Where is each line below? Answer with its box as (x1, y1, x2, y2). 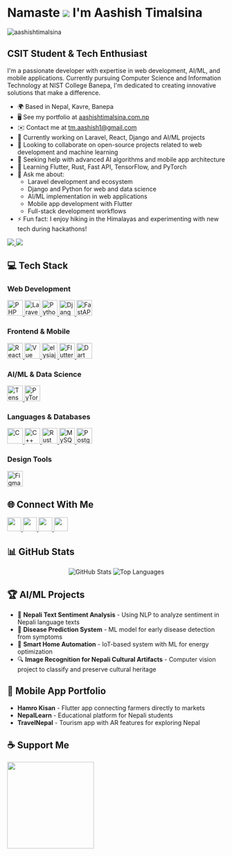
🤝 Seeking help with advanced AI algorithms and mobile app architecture (17, 155, 225, 164)
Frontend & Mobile (7, 327, 71, 336)
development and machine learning (17, 148, 118, 156)
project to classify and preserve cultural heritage (17, 665, 157, 674)
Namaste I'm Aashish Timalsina (7, 5, 203, 21)
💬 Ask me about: (17, 170, 64, 178)
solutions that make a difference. (7, 88, 101, 96)
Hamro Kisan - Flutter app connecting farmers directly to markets (17, 703, 206, 712)
